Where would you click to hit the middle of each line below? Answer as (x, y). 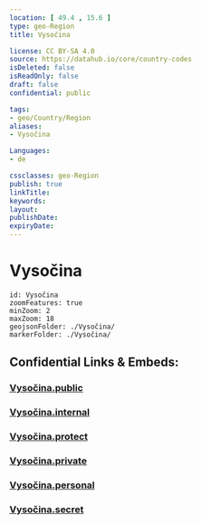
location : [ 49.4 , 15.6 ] (60, 18)
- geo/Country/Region (50, 118)
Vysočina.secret (47, 510)
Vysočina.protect (49, 437)
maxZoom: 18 (32, 319)
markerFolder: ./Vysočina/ (60, 334)
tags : (19, 110)
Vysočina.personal (52, 485)
